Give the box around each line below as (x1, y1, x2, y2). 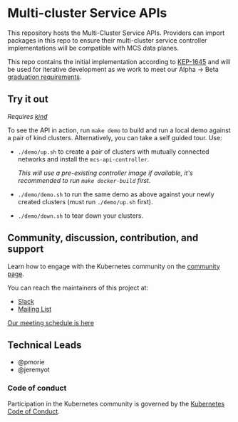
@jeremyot (17, 365, 50, 374)
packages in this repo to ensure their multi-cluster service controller (7, 36, 207, 44)
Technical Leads (7, 339, 82, 351)
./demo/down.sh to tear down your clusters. (17, 211, 144, 220)
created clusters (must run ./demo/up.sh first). (17, 197, 153, 206)
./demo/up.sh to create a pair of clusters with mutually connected (17, 147, 209, 156)
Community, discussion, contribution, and (7, 232, 199, 244)
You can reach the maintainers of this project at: (7, 283, 148, 292)
